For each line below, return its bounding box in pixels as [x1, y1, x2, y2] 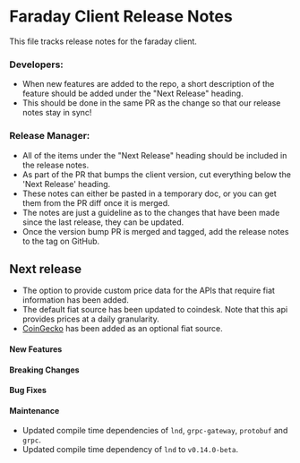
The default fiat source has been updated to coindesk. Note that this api [21, 304, 288, 315]
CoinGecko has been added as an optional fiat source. [21, 323, 223, 334]
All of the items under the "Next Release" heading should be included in [21, 150, 287, 160]
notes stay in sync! [21, 107, 92, 118]
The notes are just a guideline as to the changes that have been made [21, 207, 280, 218]
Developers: [9, 58, 64, 71]
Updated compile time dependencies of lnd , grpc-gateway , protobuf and [21, 425, 288, 436]
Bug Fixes [9, 385, 47, 396]
